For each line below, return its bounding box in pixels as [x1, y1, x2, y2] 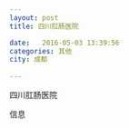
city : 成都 [9, 55, 48, 64]
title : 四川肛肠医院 [9, 22, 79, 31]
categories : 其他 [9, 46, 73, 55]
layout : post [9, 13, 59, 23]
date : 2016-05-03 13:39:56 [9, 38, 120, 47]
